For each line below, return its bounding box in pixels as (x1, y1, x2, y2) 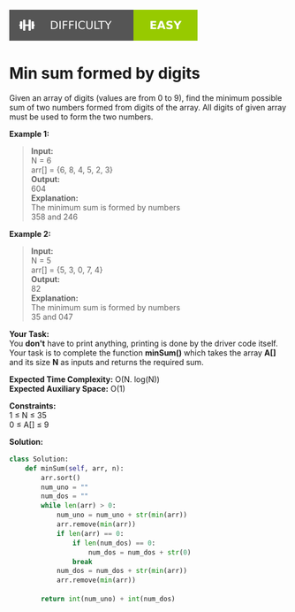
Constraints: (9, 400, 57, 411)
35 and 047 (30, 311, 73, 322)
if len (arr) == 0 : (56, 529, 125, 538)
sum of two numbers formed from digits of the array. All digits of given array (9, 102, 287, 112)
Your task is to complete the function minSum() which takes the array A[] (9, 347, 276, 358)
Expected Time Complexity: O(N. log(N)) (9, 373, 161, 385)
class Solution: (9, 455, 69, 463)
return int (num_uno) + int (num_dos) (41, 594, 176, 604)
